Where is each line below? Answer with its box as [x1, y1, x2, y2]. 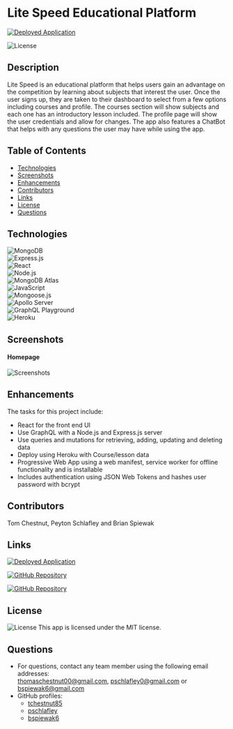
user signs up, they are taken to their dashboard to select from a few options [7, 95, 227, 103]
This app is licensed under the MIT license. [38, 623, 161, 632]
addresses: [17, 670, 50, 678]
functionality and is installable [17, 465, 103, 474]
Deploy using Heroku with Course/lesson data [17, 450, 150, 458]
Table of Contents [7, 145, 87, 157]
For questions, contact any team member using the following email [17, 662, 209, 670]
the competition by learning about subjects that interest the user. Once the [7, 87, 220, 96]
